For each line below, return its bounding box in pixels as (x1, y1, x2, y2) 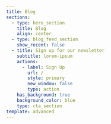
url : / (27, 70, 44, 76)
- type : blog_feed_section (11, 36, 78, 42)
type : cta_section (17, 103, 62, 109)
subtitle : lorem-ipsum (17, 53, 73, 59)
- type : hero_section (11, 20, 65, 26)
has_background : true (17, 92, 70, 98)
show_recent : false (17, 42, 65, 48)
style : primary (27, 75, 65, 81)
